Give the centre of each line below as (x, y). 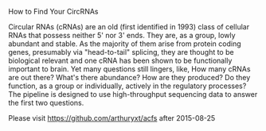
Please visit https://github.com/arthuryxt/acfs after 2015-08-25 (112, 118)
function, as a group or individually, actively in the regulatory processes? (127, 86)
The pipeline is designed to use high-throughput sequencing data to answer (133, 94)
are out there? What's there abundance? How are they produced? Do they (129, 77)
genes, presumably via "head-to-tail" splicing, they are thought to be (121, 52)
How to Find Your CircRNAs (53, 12)
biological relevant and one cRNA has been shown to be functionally (120, 60)
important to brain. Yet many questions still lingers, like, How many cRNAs (129, 69)
